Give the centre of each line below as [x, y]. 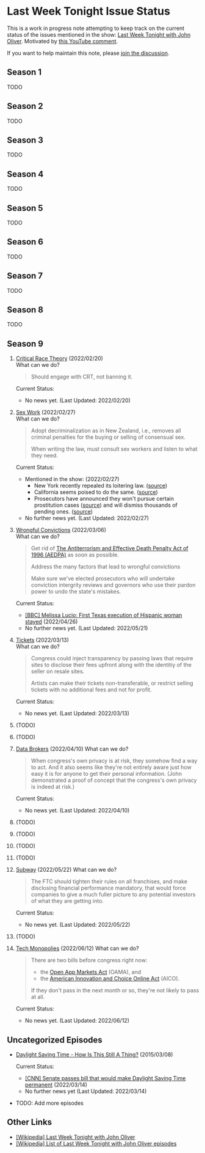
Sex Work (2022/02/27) [45, 412]
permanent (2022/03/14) [56, 1085]
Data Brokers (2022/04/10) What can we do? [72, 749]
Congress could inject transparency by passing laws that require [112, 658]
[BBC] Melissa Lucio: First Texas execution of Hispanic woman [103, 615]
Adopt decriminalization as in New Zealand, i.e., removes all [106, 431]
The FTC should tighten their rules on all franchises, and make [109, 882]
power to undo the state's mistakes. [76, 592]
